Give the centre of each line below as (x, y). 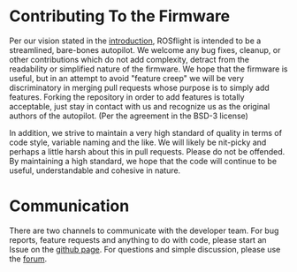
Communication (69, 206)
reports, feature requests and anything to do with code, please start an (138, 239)
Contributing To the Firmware (120, 16)
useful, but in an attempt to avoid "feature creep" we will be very (127, 78)
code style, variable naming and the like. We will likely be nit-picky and (138, 142)
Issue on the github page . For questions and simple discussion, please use (145, 249)
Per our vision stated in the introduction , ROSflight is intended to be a (135, 41)
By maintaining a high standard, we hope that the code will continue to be (143, 161)
